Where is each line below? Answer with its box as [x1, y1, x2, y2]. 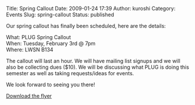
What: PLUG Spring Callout [6, 34, 71, 40]
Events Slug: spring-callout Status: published [6, 11, 114, 18]
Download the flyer [6, 93, 52, 99]
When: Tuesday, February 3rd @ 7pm [6, 40, 96, 47]
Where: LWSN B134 [6, 46, 54, 53]
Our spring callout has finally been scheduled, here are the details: [6, 23, 166, 29]
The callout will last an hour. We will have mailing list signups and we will [6, 58, 181, 64]
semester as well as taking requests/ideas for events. [6, 70, 134, 76]
